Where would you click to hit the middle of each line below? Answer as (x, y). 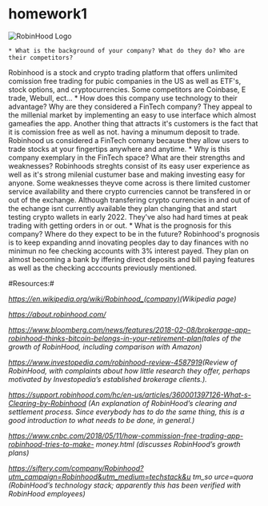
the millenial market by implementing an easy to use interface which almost (132, 115)
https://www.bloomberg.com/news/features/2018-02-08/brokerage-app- (130, 329)
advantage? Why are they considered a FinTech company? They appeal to (130, 106)
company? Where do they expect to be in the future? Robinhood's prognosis (134, 233)
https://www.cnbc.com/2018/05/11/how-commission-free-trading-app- (126, 436)
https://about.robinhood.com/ (57, 314)
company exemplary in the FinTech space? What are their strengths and (127, 157)
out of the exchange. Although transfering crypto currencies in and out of (129, 200)
